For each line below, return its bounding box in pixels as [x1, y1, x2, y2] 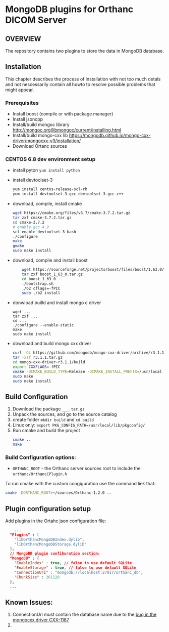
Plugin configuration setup [5, 504, 91, 513]
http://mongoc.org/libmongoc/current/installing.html [12, 127, 122, 133]
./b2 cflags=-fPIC [22, 286, 61, 291]
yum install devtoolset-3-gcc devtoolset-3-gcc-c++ [12, 191, 124, 197]
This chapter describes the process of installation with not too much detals [5, 76, 161, 82]
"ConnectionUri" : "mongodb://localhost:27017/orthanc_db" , [14, 570, 143, 575]
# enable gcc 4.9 [12, 224, 49, 230]
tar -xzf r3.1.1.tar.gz [12, 355, 63, 360]
